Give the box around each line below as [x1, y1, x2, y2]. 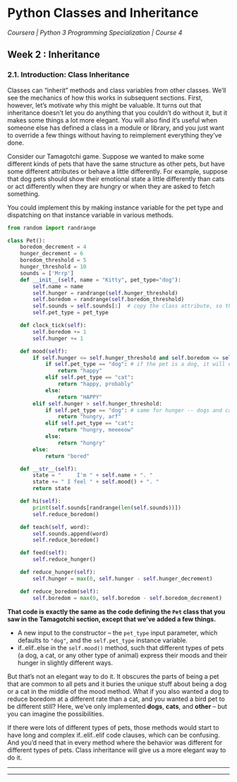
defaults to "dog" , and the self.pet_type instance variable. [17, 636, 188, 644]
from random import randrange [7, 224, 97, 231]
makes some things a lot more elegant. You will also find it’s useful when [7, 116, 218, 124]
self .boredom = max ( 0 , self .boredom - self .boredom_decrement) [32, 594, 222, 601]
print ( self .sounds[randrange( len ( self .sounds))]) [32, 504, 181, 511]
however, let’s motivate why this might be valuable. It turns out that [7, 101, 202, 109]
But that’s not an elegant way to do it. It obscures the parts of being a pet [7, 672, 219, 680]
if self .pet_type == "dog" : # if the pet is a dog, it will [44, 361, 226, 368]
